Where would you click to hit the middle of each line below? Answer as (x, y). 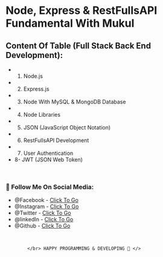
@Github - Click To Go (42, 226)
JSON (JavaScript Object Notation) (67, 127)
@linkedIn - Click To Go (44, 220)
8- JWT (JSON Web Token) (48, 160)
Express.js (36, 89)
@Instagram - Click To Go (46, 207)
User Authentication (48, 153)
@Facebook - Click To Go (46, 200)
